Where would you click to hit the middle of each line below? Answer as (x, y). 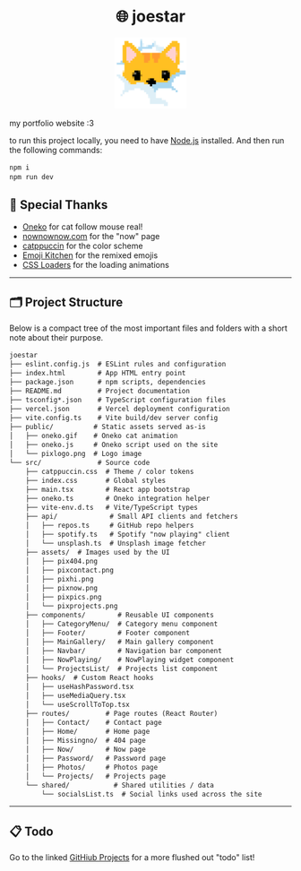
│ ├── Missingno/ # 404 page (86, 741)
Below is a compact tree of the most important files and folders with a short (149, 328)
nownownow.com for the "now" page (91, 236)
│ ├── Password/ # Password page (96, 759)
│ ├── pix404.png (62, 562)
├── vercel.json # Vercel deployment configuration (120, 410)
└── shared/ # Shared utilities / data (120, 786)
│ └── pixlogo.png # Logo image (76, 454)
